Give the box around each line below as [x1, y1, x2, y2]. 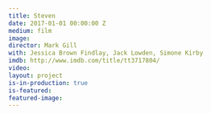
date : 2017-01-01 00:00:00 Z [8, 19, 106, 27]
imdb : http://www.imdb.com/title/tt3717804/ [8, 57, 160, 65]
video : [8, 64, 31, 72]
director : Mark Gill [8, 42, 78, 50]
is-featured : [8, 86, 52, 95]
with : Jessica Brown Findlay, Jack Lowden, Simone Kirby [8, 49, 204, 57]
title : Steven [8, 11, 56, 20]
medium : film [8, 26, 52, 35]
